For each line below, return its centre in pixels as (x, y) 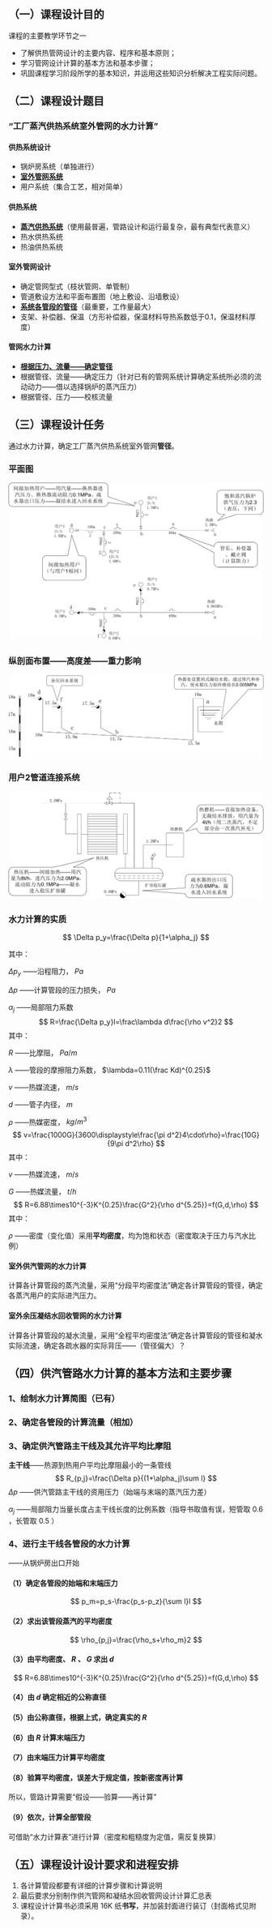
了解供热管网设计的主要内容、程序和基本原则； (98, 53)
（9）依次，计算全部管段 (50, 1817)
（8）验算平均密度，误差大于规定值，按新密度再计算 (96, 1777)
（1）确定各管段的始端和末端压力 (64, 1583)
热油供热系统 (41, 246)
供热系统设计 (30, 147)
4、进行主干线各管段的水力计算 (70, 1544)
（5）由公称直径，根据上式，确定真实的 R (78, 1717)
